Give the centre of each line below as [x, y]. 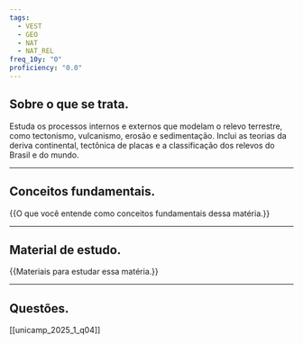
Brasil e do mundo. [44, 155]
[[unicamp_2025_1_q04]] [55, 330]
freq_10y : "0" [36, 59]
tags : [19, 18]
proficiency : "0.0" [46, 68]
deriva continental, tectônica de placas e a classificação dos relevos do [142, 145]
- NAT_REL [36, 51]
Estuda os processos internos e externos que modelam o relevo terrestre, [146, 126]
